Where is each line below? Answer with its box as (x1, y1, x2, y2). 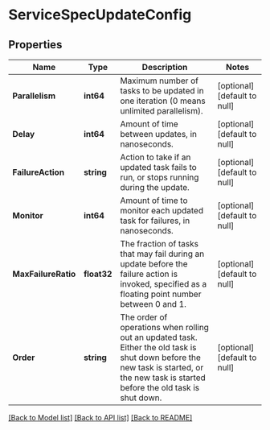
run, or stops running (120, 172, 199, 183)
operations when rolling (120, 322, 209, 333)
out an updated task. (120, 332, 198, 343)
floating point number (120, 288, 202, 300)
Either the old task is (120, 342, 197, 353)
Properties (8, 38, 63, 52)
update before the (120, 258, 188, 269)
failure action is (120, 268, 178, 279)
